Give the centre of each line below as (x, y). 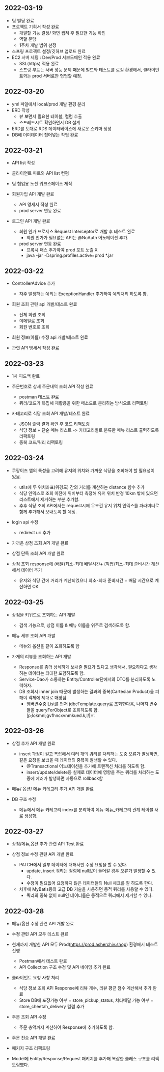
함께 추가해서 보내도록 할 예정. (48, 511)
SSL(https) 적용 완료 (39, 63)
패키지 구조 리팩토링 (31, 1048)
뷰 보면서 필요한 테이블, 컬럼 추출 (50, 116)
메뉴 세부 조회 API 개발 (33, 635)
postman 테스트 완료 (39, 397)
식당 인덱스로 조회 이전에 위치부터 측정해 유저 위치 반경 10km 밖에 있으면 (88, 493)
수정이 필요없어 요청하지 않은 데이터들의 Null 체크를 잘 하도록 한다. (90, 883)
